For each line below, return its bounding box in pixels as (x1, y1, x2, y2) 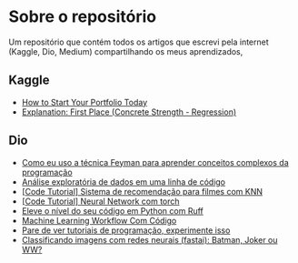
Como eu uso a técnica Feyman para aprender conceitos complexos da (21, 157, 290, 167)
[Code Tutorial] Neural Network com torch (21, 196, 180, 207)
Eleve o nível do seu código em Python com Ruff (21, 205, 204, 216)
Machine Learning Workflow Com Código (21, 215, 177, 226)
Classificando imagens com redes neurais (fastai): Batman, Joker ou (21, 234, 278, 245)
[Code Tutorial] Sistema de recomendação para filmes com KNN (21, 186, 263, 197)
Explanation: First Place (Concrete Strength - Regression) (21, 106, 237, 117)
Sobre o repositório (8, 6, 156, 27)
